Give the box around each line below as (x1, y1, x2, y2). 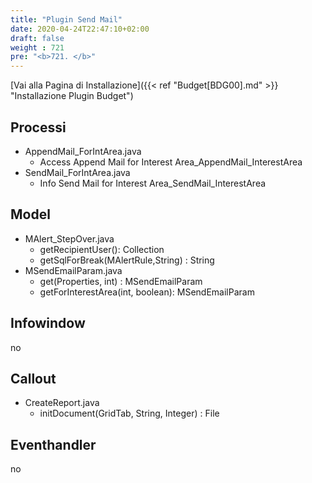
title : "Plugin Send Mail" (10, 14, 123, 25)
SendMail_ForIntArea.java (24, 166, 131, 178)
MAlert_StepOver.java (24, 232, 115, 245)
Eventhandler (10, 436, 97, 453)
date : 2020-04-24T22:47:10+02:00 (10, 24, 150, 34)
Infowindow (10, 315, 86, 332)
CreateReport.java (24, 397, 100, 409)
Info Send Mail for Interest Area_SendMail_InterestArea (39, 177, 267, 189)
